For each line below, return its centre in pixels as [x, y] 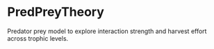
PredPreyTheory [56, 12]
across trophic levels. [38, 38]
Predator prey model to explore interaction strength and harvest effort [107, 31]
